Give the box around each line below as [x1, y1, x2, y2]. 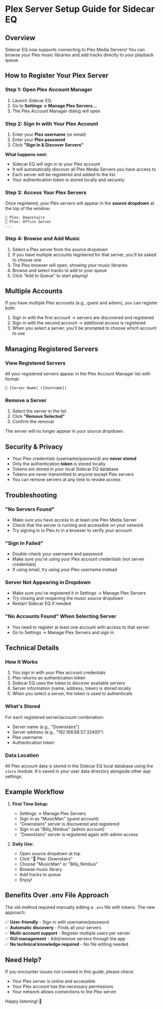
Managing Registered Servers [5, 344, 98, 353]
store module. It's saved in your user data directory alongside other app [5, 768, 151, 774]
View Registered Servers [5, 359, 66, 366]
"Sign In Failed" [5, 539, 43, 546]
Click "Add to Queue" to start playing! [12, 272, 88, 278]
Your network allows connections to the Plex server [12, 989, 117, 995]
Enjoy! [19, 877, 32, 883]
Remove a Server [5, 397, 47, 404]
